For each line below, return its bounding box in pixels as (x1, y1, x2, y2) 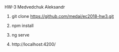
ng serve (11, 32, 30, 38)
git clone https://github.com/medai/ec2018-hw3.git (11, 13, 114, 19)
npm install (11, 23, 34, 28)
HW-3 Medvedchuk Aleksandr (4, 4, 65, 10)
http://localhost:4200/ (11, 41, 56, 47)
